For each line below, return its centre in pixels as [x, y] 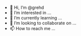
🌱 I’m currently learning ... [36, 18]
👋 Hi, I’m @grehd [27, 8]
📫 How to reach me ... [32, 28]
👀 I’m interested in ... [30, 13]
